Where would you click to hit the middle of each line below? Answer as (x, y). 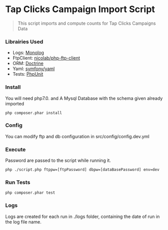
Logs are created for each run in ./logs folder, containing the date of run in (82, 216)
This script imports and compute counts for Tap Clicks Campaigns (87, 23)
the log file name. (23, 222)
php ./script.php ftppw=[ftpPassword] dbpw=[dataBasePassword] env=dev (82, 170)
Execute (16, 149)
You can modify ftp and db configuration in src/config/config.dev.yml (77, 136)
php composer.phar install (34, 113)
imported (15, 103)
